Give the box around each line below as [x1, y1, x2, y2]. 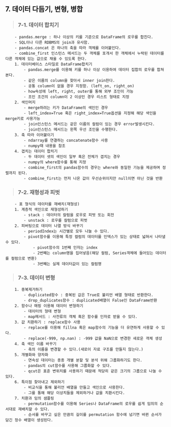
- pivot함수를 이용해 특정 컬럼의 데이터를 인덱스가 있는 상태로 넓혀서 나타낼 [24, 234, 166, 239]
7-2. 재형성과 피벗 [17, 188, 60, 196]
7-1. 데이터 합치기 [17, 22, 59, 29]
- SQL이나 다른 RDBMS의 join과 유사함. [14, 40, 90, 45]
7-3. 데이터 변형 [17, 274, 55, 281]
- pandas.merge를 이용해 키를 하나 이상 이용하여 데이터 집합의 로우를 [24, 67, 155, 72]
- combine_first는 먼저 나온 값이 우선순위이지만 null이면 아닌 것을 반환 [24, 176, 163, 181]
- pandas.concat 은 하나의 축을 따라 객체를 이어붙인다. [14, 45, 121, 50]
